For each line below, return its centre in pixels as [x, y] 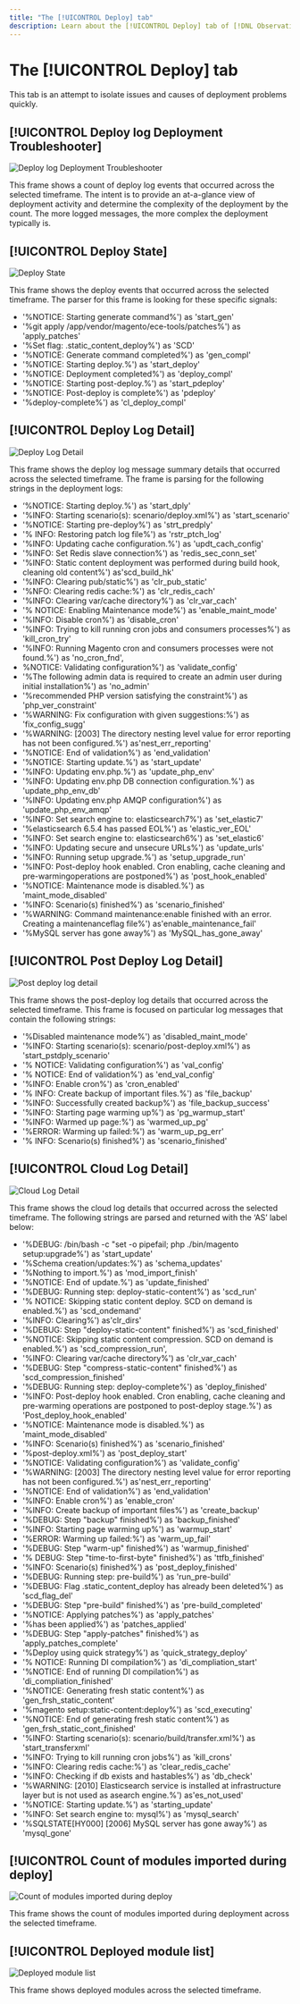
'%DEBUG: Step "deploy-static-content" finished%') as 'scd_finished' [150, 1329]
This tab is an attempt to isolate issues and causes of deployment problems [148, 95]
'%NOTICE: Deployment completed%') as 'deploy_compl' [128, 374]
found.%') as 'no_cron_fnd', [73, 657]
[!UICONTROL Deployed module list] [112, 1951]
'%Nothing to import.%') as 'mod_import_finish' [110, 1272]
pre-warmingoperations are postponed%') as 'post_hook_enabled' [145, 876]
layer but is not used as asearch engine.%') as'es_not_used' [133, 1795]
